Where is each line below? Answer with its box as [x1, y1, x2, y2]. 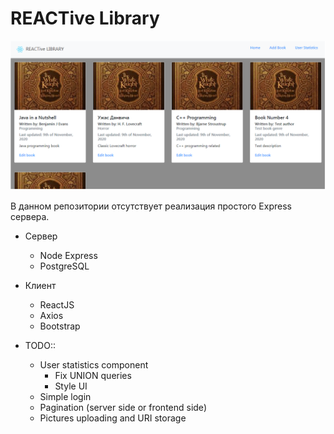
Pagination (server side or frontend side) [39, 402, 207, 414]
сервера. [10, 211, 50, 223]
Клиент [24, 280, 57, 292]
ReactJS [39, 299, 75, 311]
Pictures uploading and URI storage [39, 412, 187, 424]
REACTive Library [10, 7, 160, 30]
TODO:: [24, 340, 56, 352]
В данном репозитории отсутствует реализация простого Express [10, 200, 292, 212]
